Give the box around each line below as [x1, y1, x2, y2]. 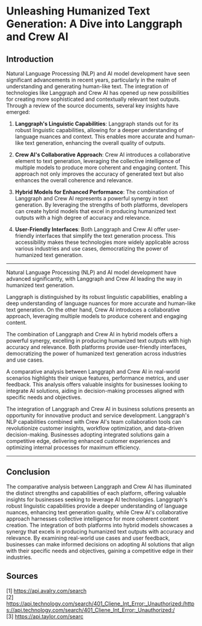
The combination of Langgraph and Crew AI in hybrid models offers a [6, 331, 178, 337]
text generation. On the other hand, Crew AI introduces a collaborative [6, 306, 180, 313]
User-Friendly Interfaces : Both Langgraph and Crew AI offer [14, 226, 167, 233]
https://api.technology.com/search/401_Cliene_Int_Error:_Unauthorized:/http [6, 599, 195, 607]
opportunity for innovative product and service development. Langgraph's [6, 412, 190, 419]
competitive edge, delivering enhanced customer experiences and [6, 438, 171, 444]
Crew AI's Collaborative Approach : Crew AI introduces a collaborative [14, 151, 191, 158]
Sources [6, 571, 38, 581]
